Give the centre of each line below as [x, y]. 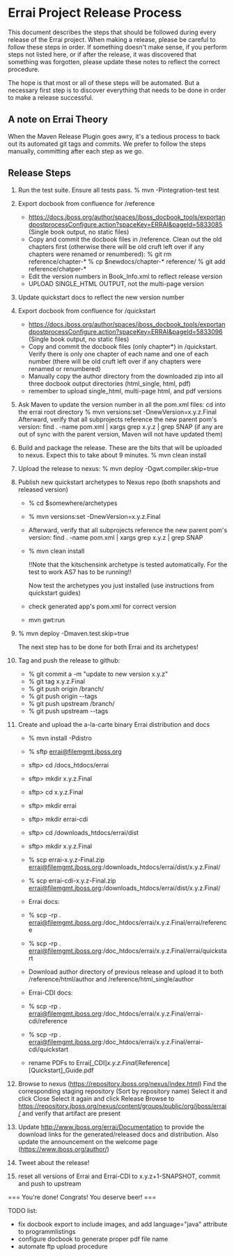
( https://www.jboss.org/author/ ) [64, 1149]
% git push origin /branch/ [66, 688]
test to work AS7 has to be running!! [80, 572]
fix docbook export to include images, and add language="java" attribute [123, 1224]
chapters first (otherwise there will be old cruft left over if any [116, 246]
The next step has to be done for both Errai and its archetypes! [108, 647]
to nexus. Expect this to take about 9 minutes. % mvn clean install [112, 455]
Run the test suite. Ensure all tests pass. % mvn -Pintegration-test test [118, 190]
